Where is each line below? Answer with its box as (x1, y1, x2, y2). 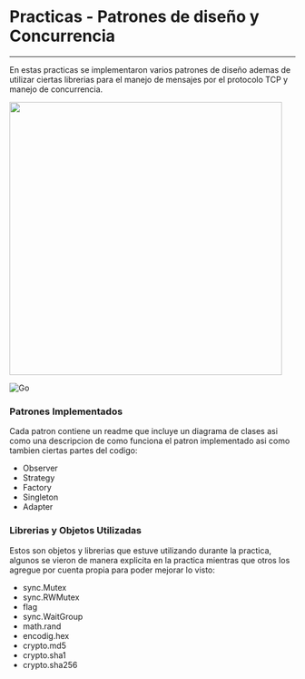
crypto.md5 (22, 640, 66, 651)
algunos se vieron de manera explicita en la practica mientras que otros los (9, 554, 290, 565)
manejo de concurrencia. (9, 84, 103, 95)
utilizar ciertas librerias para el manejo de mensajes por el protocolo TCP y (9, 74, 289, 85)
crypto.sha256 (22, 659, 78, 670)
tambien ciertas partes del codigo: (9, 445, 138, 456)
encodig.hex (22, 630, 70, 641)
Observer (22, 462, 59, 474)
